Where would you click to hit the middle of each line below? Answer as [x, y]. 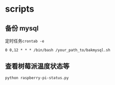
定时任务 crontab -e [25, 41]
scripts [20, 9]
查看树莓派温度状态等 [37, 66]
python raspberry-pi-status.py [37, 78]
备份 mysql [22, 28]
